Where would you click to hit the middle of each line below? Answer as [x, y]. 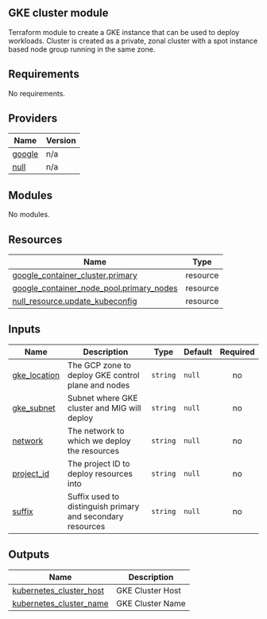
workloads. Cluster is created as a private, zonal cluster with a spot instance [133, 41]
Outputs [29, 555]
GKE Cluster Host [149, 590]
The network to [96, 430]
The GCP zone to [99, 365]
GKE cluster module [58, 13]
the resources [93, 450]
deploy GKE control [103, 375]
